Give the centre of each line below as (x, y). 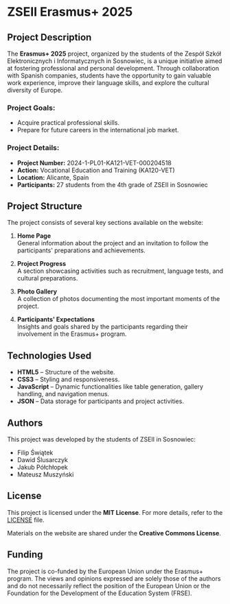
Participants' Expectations (56, 319)
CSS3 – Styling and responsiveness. (68, 379)
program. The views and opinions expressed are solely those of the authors (114, 578)
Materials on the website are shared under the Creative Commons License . (114, 533)
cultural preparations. (47, 278)
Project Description (49, 37)
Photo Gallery (37, 291)
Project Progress (42, 264)
